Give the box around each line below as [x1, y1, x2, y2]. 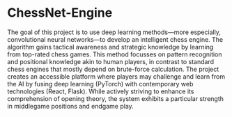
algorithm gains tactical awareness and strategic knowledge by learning [7, 42, 214, 51]
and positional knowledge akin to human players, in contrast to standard [7, 57, 215, 65]
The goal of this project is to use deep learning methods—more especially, [7, 28, 222, 36]
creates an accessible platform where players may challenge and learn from [7, 72, 225, 81]
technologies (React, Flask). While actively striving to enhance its [7, 87, 194, 95]
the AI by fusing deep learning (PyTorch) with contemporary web [7, 79, 194, 88]
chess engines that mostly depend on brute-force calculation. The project [7, 65, 219, 73]
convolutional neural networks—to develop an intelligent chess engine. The [7, 35, 224, 43]
